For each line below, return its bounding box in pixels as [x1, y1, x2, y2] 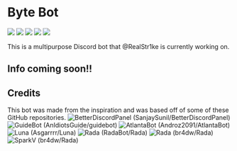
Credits [7, 86, 41, 99]
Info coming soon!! [7, 63, 92, 75]
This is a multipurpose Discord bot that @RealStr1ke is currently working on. [7, 42, 230, 50]
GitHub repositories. [7, 113, 66, 122]
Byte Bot [7, 4, 59, 21]
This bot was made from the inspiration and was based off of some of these [7, 106, 229, 114]
